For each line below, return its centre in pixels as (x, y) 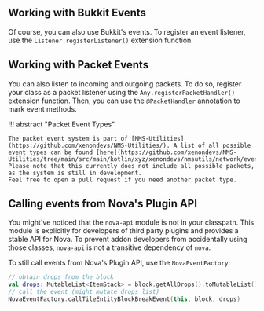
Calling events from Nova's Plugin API (103, 204)
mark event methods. (42, 108)
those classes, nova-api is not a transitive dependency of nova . (110, 247)
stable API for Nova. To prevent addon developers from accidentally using (128, 240)
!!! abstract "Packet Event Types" (62, 124)
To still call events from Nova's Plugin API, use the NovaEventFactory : (119, 263)
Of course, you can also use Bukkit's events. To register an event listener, (127, 31)
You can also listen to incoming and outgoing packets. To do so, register (125, 84)
